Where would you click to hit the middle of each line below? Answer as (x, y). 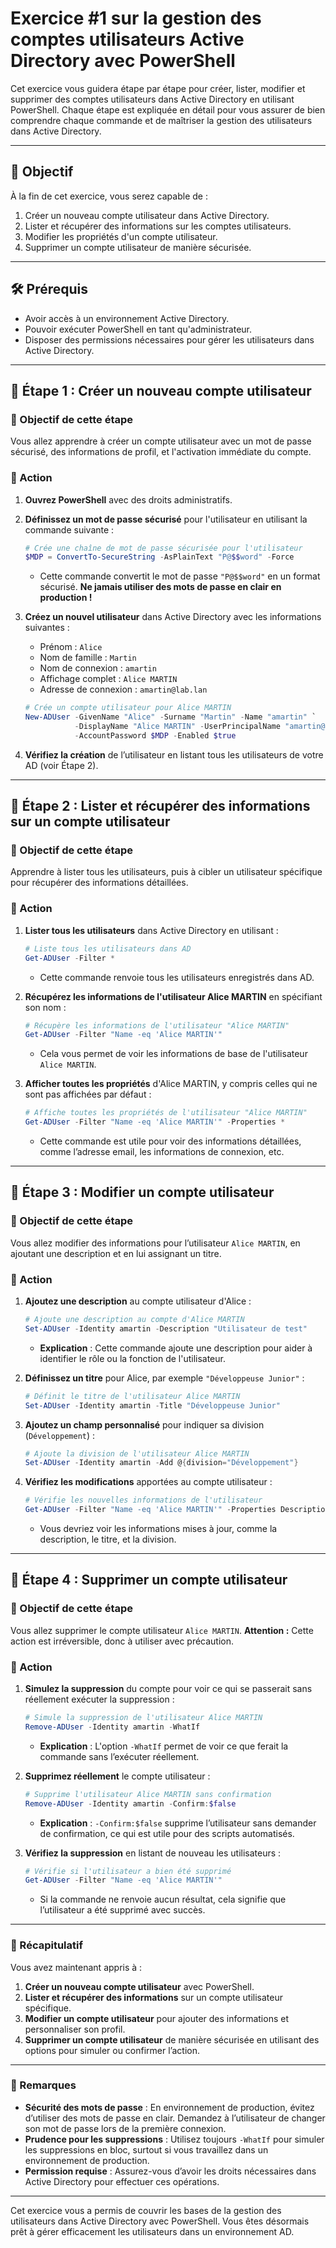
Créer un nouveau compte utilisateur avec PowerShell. (139, 1986)
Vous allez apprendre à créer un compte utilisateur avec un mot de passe (161, 441)
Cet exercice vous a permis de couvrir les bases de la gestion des (146, 2210)
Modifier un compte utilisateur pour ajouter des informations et (156, 2018)
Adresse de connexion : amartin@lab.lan (123, 689)
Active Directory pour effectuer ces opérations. (122, 2181)
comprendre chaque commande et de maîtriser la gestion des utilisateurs (161, 120)
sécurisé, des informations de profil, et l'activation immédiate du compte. (161, 452)
